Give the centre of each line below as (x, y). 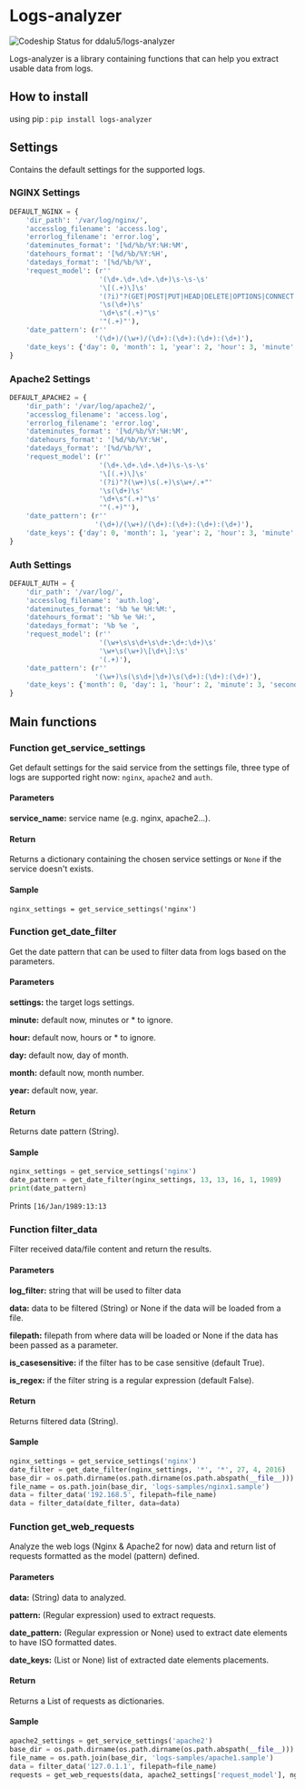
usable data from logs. (51, 68)
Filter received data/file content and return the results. (110, 1249)
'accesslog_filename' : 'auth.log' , (93, 600)
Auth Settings (40, 565)
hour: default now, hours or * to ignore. (83, 1037)
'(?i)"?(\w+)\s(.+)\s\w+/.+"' (156, 482)
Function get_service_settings (78, 748)
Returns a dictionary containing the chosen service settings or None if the (146, 859)
